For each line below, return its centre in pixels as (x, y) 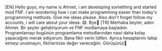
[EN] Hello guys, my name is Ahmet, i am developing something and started (81, 7)
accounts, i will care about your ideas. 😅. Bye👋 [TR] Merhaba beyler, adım (80, 22)
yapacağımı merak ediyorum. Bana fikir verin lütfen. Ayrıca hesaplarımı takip (81, 38)
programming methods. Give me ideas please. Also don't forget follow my (79, 17)
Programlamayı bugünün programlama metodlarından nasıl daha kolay (75, 33)
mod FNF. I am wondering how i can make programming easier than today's (81, 12)
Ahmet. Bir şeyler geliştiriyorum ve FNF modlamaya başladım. (67, 28)
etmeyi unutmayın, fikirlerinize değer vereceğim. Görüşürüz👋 (66, 43)
